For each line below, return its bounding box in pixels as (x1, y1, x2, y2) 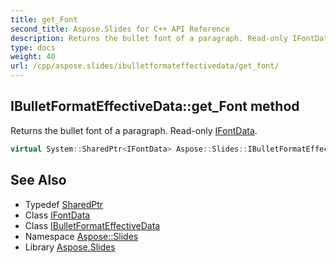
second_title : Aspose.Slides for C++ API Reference (10, 24, 230, 34)
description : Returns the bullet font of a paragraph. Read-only (10, 33, 288, 43)
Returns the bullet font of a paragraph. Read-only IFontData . (10, 124, 258, 136)
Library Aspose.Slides (24, 241, 116, 253)
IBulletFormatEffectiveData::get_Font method (10, 98, 300, 115)
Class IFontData (24, 209, 91, 221)
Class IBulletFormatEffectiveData (24, 219, 161, 231)
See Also (10, 172, 67, 189)
